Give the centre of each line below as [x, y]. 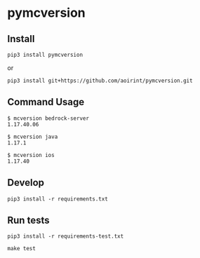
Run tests [28, 220]
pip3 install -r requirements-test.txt [66, 236]
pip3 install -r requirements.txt [58, 199]
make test [22, 249]
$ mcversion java [33, 137]
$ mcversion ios [31, 155]
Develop [26, 183]
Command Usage [46, 102]
